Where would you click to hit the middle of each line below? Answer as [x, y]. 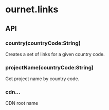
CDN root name [22, 103]
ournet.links [32, 10]
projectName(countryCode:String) [50, 67]
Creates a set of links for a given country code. [55, 54]
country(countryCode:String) [43, 43]
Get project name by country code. [42, 79]
